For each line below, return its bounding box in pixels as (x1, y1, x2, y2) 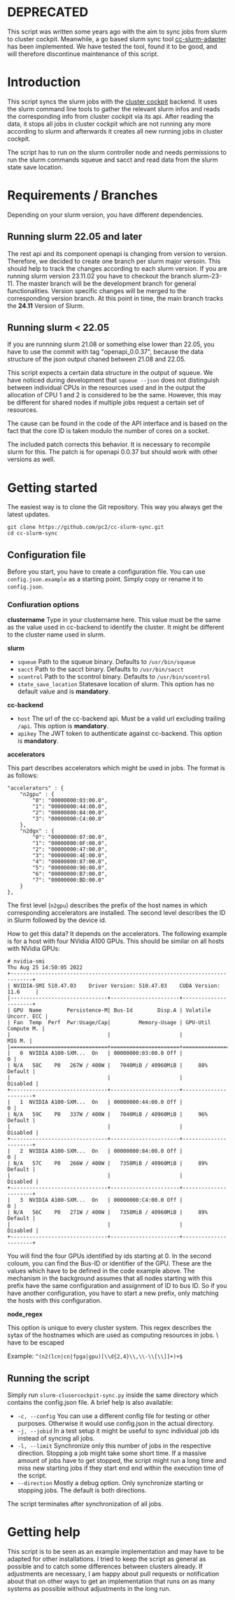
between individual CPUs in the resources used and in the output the (7, 383, 206, 392)
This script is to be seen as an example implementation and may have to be (7, 1548, 225, 1556)
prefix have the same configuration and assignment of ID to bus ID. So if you (7, 1282, 227, 1290)
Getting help (7, 1524, 80, 1540)
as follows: (7, 771, 38, 780)
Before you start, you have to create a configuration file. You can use (7, 567, 206, 576)
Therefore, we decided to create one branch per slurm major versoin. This (7, 257, 221, 265)
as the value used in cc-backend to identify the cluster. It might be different (7, 623, 225, 632)
